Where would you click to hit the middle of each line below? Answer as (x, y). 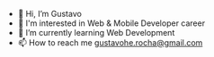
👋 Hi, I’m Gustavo (50, 14)
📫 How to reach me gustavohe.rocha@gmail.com (110, 43)
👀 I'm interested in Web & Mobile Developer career (111, 23)
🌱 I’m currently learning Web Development (96, 33)
